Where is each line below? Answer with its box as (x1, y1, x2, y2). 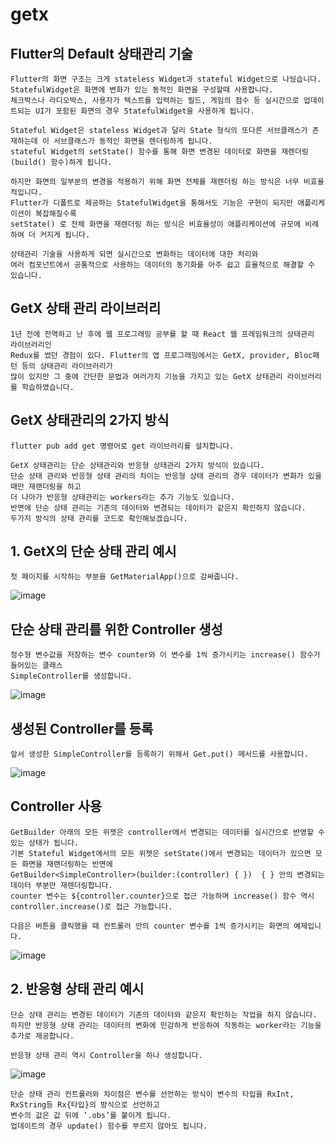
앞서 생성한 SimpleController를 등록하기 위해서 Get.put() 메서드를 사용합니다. (10, 749, 309, 760)
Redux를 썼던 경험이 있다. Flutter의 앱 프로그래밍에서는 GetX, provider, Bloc (10, 350, 313, 360)
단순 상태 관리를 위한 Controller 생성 (10, 621, 223, 638)
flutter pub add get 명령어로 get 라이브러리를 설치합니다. (10, 441, 235, 451)
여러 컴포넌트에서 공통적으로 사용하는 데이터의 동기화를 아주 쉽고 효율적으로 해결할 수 (10, 260, 316, 270)
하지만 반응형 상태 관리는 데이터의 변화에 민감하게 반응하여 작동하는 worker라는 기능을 (10, 1020, 322, 1030)
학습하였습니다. (21, 382, 75, 392)
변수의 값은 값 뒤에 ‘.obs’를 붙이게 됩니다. (10, 1110, 172, 1120)
